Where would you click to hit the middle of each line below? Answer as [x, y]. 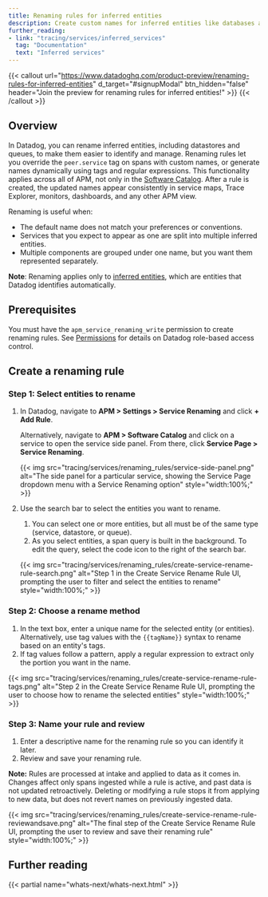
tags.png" [25, 686]
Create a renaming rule [67, 371]
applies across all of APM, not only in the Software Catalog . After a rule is [129, 179]
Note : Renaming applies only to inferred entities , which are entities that [125, 276]
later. [28, 749]
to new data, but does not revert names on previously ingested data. [120, 799]
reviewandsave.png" [42, 823]
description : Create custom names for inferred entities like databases [132, 23]
